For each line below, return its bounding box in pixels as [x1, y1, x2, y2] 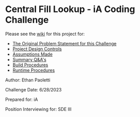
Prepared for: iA [5, 96, 38, 102]
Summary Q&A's [12, 56, 47, 62]
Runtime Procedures [12, 67, 55, 73]
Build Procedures [12, 62, 49, 68]
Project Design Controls [12, 46, 62, 52]
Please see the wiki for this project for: [5, 31, 85, 37]
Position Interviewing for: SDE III [5, 106, 72, 112]
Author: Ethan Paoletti [5, 77, 51, 83]
